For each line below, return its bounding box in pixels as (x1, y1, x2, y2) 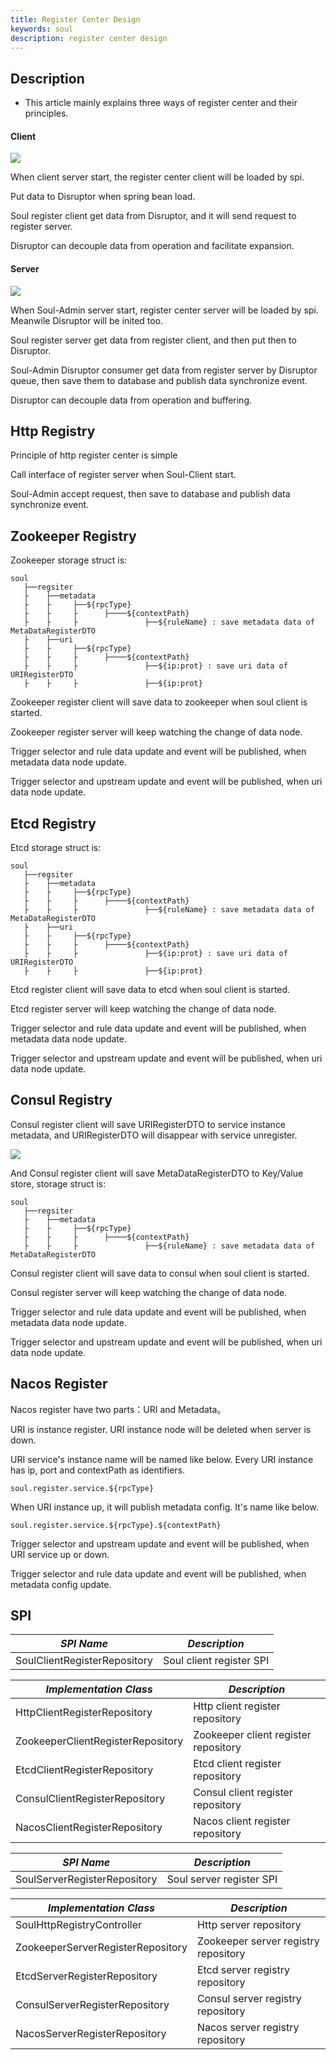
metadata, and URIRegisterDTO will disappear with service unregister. (10, 1129, 298, 1141)
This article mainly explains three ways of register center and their (24, 97, 298, 109)
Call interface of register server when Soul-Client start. (10, 469, 237, 481)
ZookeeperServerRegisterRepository (15, 1941, 188, 1955)
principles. (24, 107, 69, 120)
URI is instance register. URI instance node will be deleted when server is (10, 1423, 312, 1435)
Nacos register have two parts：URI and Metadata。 (10, 1403, 227, 1415)
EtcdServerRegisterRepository (15, 1969, 158, 1983)
